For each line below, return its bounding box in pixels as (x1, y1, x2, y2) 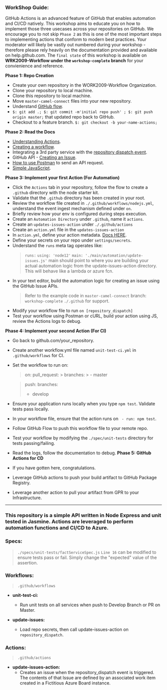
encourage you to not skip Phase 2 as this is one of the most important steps (5, 31, 162, 37)
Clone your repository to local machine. (12, 88, 93, 94)
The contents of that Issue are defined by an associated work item (19, 675, 156, 681)
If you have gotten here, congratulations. (12, 465, 96, 471)
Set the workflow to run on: (12, 362, 69, 368)
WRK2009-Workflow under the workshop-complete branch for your (5, 58, 144, 64)
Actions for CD (12, 455, 44, 461)
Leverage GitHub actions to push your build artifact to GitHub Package (12, 475, 157, 481)
